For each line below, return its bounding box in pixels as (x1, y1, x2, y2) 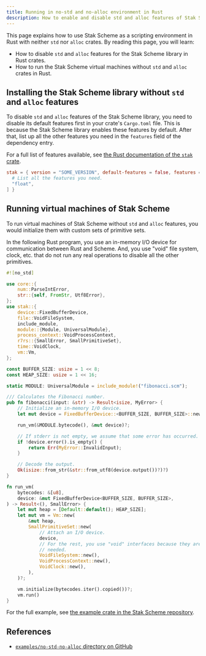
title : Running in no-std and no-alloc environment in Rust (6, 9, 164, 15)
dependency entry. (6, 139, 55, 147)
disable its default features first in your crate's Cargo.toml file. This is (6, 120, 181, 127)
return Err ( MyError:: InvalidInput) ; (28, 444, 122, 451)
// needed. (39, 547, 67, 553)
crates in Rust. (15, 69, 52, 77)
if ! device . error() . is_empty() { (17, 439, 103, 445)
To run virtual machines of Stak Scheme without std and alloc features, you (6, 220, 199, 227)
